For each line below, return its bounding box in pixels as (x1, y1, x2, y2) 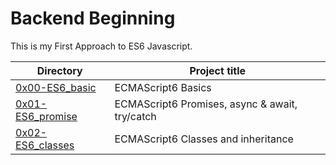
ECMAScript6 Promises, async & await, (114, 97, 298, 111)
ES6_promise (15, 109, 78, 123)
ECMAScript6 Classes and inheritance (114, 132, 294, 146)
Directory (36, 63, 83, 77)
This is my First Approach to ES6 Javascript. (10, 40, 193, 52)
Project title (189, 63, 247, 77)
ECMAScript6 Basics (114, 80, 212, 94)
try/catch (114, 109, 157, 123)
